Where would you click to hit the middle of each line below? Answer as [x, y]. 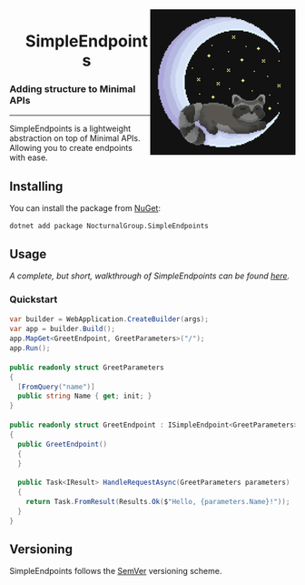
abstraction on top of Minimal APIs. [75, 138]
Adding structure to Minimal [73, 89]
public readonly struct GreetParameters [87, 368]
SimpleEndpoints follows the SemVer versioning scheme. [116, 571]
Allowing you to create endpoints [71, 148]
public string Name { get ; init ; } [85, 396]
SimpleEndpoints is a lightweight [70, 129]
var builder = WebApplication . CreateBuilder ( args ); [109, 319]
